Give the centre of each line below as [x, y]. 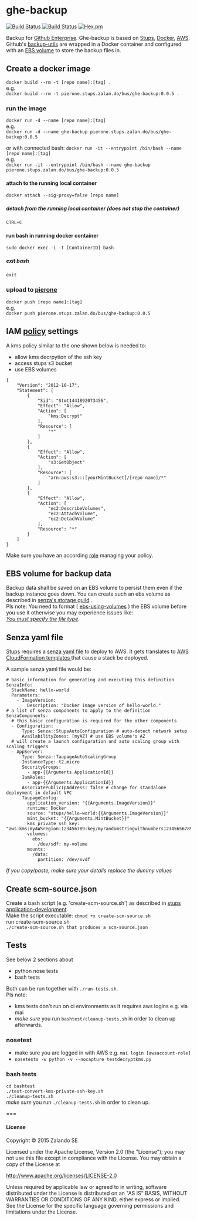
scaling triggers [27, 747]
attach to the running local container [52, 183]
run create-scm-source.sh [38, 921]
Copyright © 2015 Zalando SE [42, 1140]
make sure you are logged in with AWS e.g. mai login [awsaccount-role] [103, 1053]
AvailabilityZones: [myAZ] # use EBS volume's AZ [83, 736]
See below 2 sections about [40, 959]
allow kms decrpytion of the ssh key [58, 357]
